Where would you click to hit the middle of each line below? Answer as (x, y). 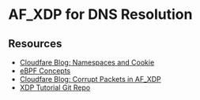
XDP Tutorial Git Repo (55, 87)
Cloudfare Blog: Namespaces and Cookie (87, 62)
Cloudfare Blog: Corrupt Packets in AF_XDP (91, 79)
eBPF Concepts (45, 71)
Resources (35, 44)
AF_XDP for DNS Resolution (100, 15)
